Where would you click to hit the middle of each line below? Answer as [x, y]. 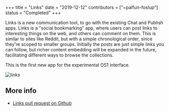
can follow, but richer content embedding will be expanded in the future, [81, 50]
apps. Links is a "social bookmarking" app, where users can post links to [81, 28]
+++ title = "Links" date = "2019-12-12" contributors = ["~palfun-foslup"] [82, 7]
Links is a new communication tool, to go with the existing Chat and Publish [84, 23]
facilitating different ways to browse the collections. [59, 55]
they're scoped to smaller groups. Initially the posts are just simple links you [85, 44]
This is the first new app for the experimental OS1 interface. [67, 65]
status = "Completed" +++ [33, 13]
